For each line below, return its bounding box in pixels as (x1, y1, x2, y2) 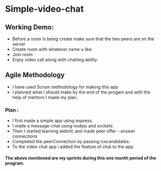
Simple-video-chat (5, 3, 84, 15)
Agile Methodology (5, 71, 65, 79)
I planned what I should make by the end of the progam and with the (12, 89, 151, 95)
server (12, 41, 26, 47)
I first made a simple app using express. (12, 118, 93, 123)
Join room (12, 51, 33, 57)
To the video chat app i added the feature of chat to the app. (12, 144, 134, 150)
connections (12, 133, 38, 139)
